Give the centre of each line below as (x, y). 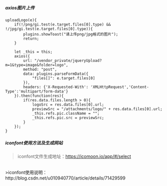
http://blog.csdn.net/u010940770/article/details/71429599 (65, 178)
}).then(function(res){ (39, 96)
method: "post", (40, 69)
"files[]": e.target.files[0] (63, 78)
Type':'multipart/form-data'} (37, 91)
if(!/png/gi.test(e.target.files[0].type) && (63, 24)
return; (31, 38)
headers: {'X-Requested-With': (56, 87)
